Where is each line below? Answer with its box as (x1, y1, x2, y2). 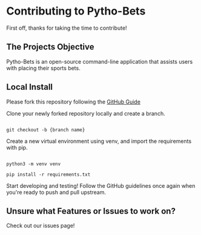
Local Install (6, 82, 53, 92)
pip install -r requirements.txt (6, 171, 91, 177)
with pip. (6, 144, 28, 151)
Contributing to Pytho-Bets (6, 4, 146, 18)
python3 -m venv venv (6, 161, 61, 167)
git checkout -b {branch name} (6, 127, 85, 133)
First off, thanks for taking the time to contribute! (6, 24, 127, 31)
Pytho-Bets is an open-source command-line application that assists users (6, 58, 193, 65)
